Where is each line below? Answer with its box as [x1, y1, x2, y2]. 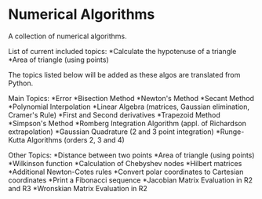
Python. [8, 78, 34, 88]
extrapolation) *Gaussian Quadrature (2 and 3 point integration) [8, 127, 214, 136]
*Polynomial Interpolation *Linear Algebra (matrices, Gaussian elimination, [8, 102, 249, 111]
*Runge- [215, 127, 245, 136]
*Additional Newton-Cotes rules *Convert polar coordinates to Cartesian [8, 167, 244, 176]
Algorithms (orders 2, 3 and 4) [27, 135, 126, 144]
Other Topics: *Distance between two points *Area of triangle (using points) [8, 150, 255, 160]
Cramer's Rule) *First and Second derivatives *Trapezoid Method [8, 110, 221, 119]
